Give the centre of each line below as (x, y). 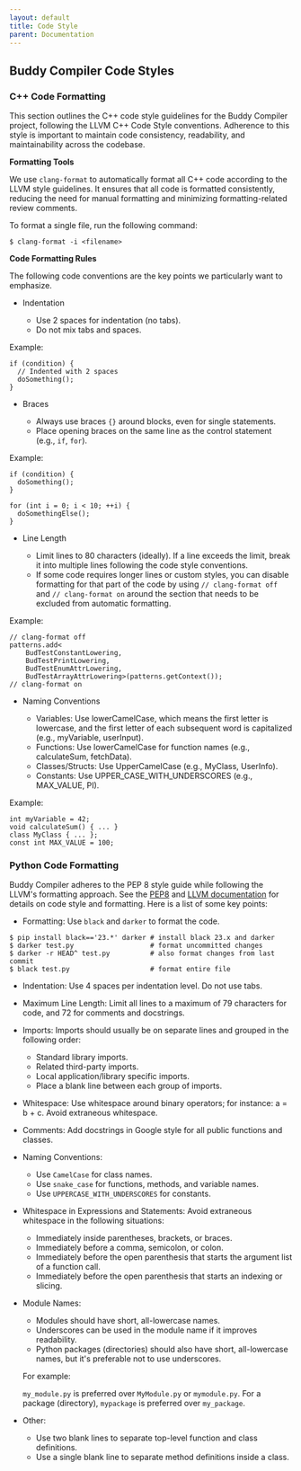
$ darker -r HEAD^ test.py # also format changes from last (142, 953)
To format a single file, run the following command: (103, 226)
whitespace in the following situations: (93, 1221)
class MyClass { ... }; (54, 835)
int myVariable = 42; (50, 820)
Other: (34, 1421)
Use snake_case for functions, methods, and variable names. (147, 1184)
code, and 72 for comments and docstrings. (104, 1013)
